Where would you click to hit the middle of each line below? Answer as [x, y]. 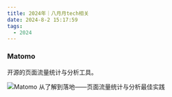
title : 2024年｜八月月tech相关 [48, 13]
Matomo [21, 57]
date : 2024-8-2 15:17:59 [42, 20]
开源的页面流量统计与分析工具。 [52, 72]
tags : [15, 26]
